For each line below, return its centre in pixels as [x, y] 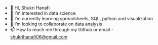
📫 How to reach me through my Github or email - [62, 30]
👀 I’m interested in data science [43, 13]
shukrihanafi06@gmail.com [39, 37]
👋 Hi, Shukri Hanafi [30, 8]
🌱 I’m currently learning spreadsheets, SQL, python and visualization [82, 18]
